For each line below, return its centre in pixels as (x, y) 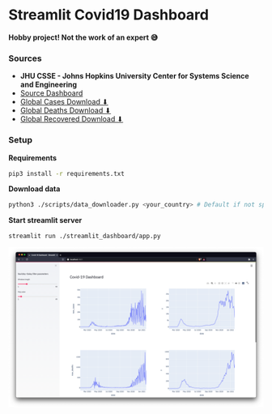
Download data (34, 189)
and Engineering (49, 85)
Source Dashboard (51, 93)
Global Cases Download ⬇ (64, 102)
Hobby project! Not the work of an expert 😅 (83, 37)
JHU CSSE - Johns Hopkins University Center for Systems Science (134, 76)
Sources (25, 58)
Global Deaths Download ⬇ (66, 110)
